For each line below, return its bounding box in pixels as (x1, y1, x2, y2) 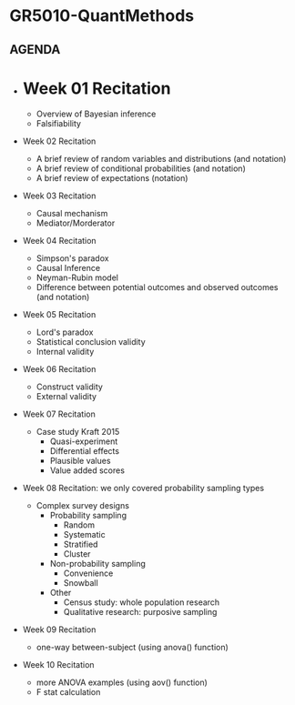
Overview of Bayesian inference (36, 108, 157, 119)
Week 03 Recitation (22, 190, 97, 201)
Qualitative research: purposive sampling (63, 606, 218, 617)
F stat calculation (36, 686, 101, 697)
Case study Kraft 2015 (36, 426, 120, 437)
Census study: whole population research (63, 597, 220, 608)
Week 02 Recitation (22, 136, 97, 146)
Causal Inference (36, 262, 101, 273)
